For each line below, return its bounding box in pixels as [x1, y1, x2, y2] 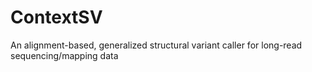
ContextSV [10, 6, 103, 29]
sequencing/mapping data [10, 49, 119, 61]
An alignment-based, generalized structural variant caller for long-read [10, 39, 303, 51]
